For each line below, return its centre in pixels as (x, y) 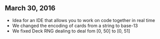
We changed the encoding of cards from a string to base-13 (75, 25)
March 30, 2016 (30, 8)
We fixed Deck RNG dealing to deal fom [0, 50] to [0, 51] (71, 31)
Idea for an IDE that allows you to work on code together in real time (84, 20)
